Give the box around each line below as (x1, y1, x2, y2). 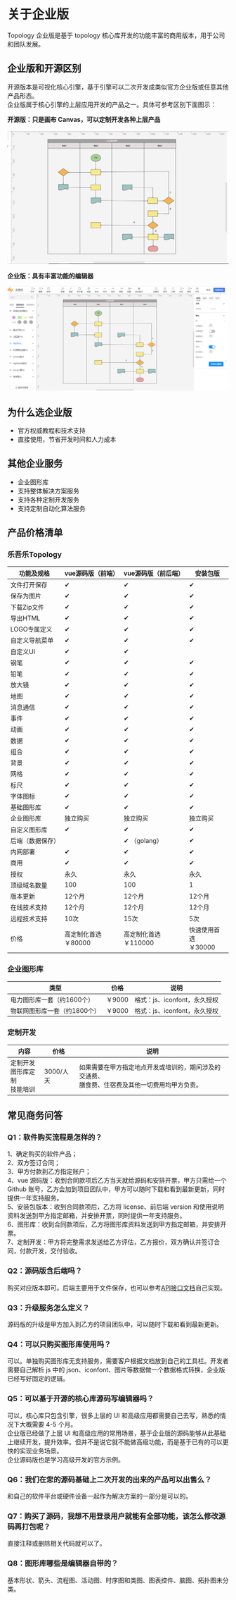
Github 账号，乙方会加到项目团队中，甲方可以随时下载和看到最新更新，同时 (7, 1185, 225, 1193)
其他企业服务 (7, 457, 63, 469)
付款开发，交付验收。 (19, 1247, 81, 1255)
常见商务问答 (7, 1109, 63, 1121)
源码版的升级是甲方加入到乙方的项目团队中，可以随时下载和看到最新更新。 (7, 1320, 223, 1329)
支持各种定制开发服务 (17, 495, 79, 504)
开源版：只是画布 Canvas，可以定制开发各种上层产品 (7, 115, 161, 123)
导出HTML (10, 614, 41, 622)
